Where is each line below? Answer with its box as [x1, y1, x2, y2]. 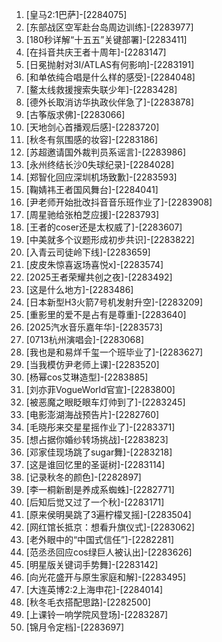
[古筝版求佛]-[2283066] [25, 109, 126, 120]
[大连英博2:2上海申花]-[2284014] [25, 584, 164, 595]
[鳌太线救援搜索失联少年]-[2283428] [25, 84, 178, 95]
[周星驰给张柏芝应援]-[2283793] [25, 209, 160, 220]
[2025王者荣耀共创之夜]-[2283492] [25, 271, 173, 283]
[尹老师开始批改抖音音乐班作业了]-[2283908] [25, 196, 213, 208]
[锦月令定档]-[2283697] [25, 621, 125, 633]
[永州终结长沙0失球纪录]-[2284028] [25, 159, 175, 170]
